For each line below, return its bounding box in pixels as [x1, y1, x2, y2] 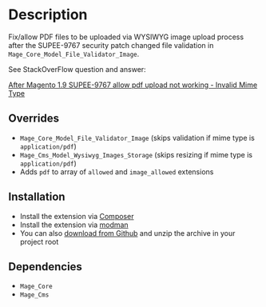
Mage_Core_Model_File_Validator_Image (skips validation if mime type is [19, 133, 256, 142]
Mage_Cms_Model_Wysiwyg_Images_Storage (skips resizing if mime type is [19, 150, 253, 159]
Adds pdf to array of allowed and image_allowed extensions [19, 166, 214, 177]
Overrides [8, 112, 60, 126]
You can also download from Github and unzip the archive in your [19, 228, 236, 237]
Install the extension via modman [19, 220, 129, 229]
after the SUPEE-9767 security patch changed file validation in [8, 40, 214, 50]
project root [19, 237, 59, 246]
